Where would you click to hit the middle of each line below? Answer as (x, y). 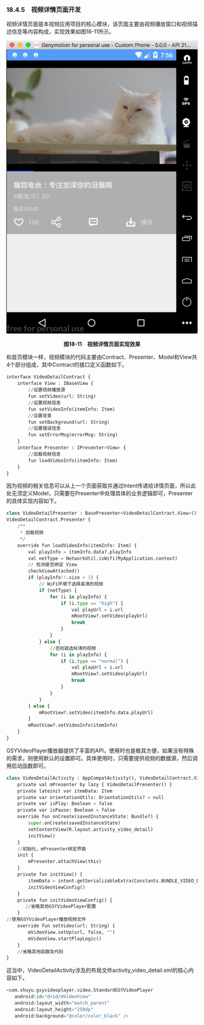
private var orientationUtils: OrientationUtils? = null (91, 797)
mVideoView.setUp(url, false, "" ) (72, 932)
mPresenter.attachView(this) (65, 862)
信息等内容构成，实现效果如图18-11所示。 (63, 32)
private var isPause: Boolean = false (66, 810)
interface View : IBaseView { (56, 384)
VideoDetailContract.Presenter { (49, 520)
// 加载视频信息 (44, 454)
